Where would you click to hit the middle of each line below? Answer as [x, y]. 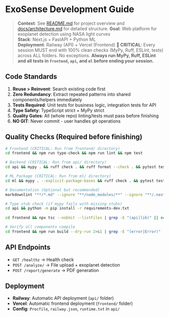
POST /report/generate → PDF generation [56, 270]
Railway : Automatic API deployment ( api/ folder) [63, 298]
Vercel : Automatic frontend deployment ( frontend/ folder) [73, 303]
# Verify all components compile [40, 227]
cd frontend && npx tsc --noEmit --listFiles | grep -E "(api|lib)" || [82, 218]
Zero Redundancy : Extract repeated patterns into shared [71, 94]
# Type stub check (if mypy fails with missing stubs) [64, 204]
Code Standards [31, 77]
